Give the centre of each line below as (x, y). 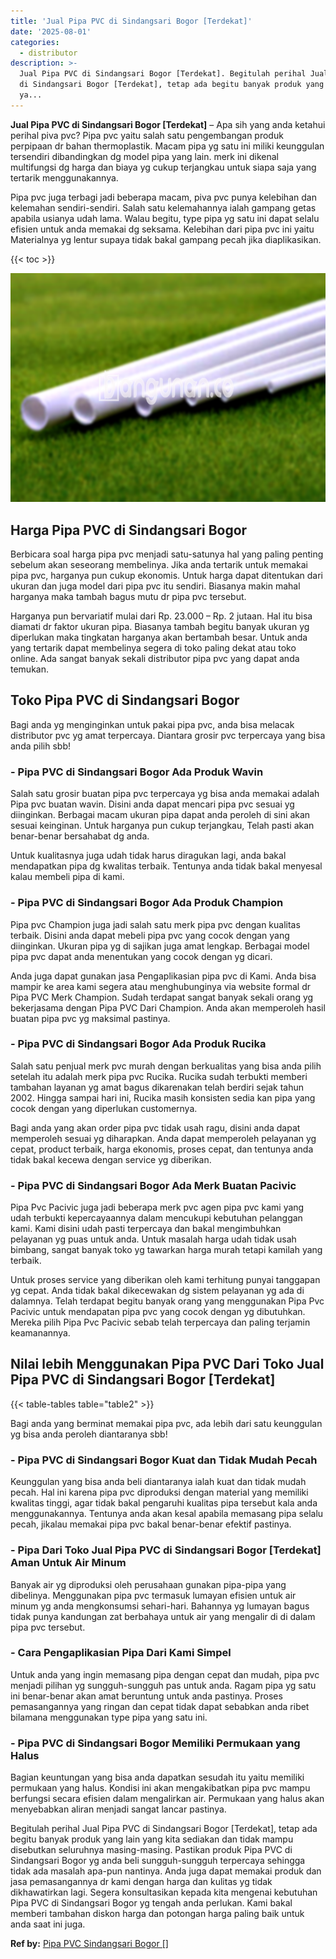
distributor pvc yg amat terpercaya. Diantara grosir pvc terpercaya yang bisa (168, 735)
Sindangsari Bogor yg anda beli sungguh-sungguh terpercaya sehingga (158, 1861)
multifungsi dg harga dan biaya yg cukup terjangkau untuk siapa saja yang (163, 167)
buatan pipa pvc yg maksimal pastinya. (90, 1018)
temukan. (29, 669)
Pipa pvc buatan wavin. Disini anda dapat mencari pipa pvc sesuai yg (152, 804)
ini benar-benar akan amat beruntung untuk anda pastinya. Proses (146, 1696)
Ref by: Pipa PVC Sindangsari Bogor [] (89, 1944)
